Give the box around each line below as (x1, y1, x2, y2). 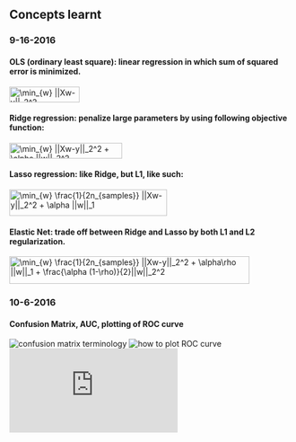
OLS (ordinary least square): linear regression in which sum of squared (9, 56, 279, 66)
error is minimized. (9, 66, 82, 76)
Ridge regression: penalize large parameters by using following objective (9, 112, 288, 124)
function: (9, 122, 45, 133)
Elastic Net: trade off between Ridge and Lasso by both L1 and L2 (9, 226, 256, 237)
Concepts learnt (9, 7, 101, 22)
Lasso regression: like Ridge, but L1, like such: (9, 169, 184, 180)
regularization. (9, 235, 65, 246)
